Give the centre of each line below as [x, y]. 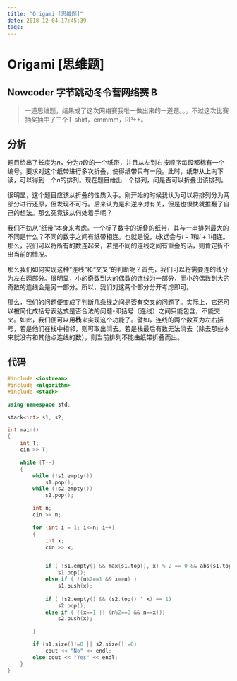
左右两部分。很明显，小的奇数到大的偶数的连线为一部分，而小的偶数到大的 [121, 278]
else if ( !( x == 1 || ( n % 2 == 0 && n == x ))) [105, 612]
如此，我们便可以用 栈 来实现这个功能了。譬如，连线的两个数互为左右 [118, 320]
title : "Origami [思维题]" [45, 14]
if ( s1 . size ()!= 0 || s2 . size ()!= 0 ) [85, 644]
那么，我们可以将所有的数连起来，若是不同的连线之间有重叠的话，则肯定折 [115, 245]
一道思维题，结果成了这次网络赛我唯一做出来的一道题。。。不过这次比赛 [127, 111]
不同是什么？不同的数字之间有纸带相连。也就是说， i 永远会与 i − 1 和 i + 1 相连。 [118, 237]
